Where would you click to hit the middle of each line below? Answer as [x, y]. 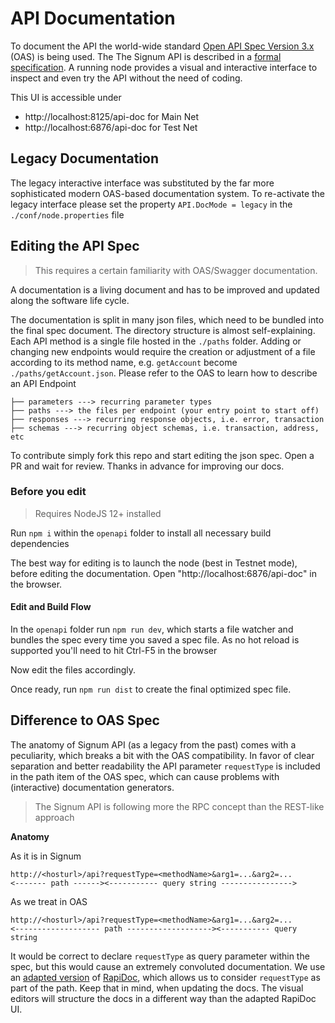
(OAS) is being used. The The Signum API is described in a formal [146, 56]
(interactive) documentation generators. [92, 787]
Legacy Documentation [84, 158]
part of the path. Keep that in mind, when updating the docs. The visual [157, 988]
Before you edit [48, 492]
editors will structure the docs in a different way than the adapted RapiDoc [163, 998]
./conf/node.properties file [67, 214]
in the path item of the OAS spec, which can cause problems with [145, 776]
